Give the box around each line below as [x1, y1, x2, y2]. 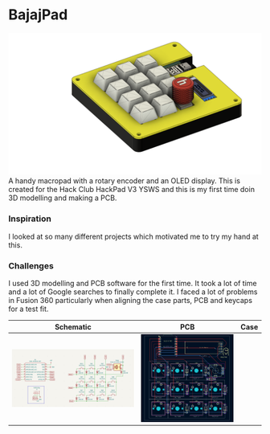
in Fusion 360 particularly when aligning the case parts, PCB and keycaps [8, 296, 253, 305]
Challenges [8, 260, 54, 271]
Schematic [55, 321, 92, 331]
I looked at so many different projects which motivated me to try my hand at [8, 231, 259, 241]
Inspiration [8, 213, 52, 224]
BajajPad [8, 6, 68, 24]
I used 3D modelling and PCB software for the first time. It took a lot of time [8, 279, 257, 289]
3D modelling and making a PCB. [8, 193, 117, 203]
